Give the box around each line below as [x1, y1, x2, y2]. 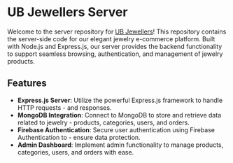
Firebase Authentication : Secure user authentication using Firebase [17, 125, 216, 134]
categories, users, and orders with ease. [17, 148, 134, 156]
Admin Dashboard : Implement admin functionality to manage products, [17, 141, 224, 149]
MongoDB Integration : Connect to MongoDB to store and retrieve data [17, 111, 222, 119]
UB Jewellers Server [7, 4, 128, 20]
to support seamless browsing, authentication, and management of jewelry [7, 50, 223, 58]
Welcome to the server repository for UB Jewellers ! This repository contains [7, 27, 227, 36]
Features [7, 78, 47, 90]
